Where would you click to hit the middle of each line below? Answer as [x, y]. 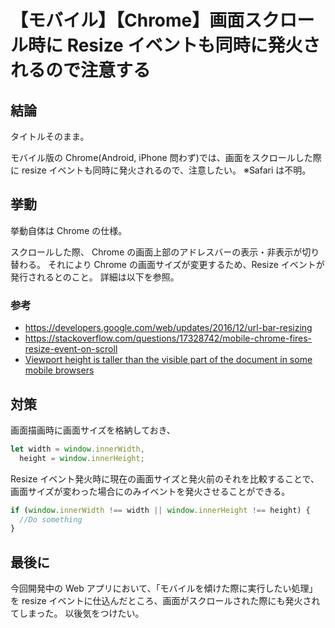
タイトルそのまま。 [50, 136]
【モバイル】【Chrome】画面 [127, 20]
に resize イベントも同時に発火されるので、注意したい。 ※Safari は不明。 [161, 170]
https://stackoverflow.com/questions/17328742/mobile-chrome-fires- [168, 338]
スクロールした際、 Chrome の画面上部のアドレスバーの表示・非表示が [156, 252]
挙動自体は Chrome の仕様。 [69, 230]
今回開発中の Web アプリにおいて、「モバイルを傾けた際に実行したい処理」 [164, 588]
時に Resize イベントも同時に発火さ [174, 45]
